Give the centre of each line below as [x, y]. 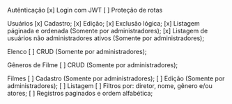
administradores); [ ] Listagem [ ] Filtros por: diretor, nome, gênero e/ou [110, 86]
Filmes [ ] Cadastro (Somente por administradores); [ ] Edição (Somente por [116, 78]
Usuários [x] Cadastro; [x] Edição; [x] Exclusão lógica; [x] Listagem [103, 23]
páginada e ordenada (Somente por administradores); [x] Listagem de [108, 31]
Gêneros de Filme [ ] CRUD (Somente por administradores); [93, 65]
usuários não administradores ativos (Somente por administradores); [106, 38]
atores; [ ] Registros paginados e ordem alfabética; [80, 93]
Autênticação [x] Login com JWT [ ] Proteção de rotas [85, 10]
